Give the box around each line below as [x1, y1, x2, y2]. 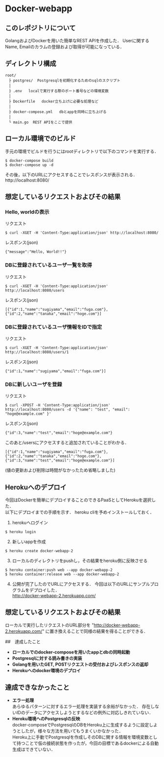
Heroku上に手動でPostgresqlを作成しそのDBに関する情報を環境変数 [12, 734, 149, 740]
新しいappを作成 [12, 539, 46, 545]
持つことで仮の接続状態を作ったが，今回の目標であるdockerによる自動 [16, 740, 159, 746]
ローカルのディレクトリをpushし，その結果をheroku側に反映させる [12, 558, 148, 564]
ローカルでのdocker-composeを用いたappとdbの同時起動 [12, 649, 130, 655]
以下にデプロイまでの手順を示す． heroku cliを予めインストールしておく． [5, 509, 154, 515]
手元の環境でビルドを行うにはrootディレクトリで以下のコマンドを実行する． [5, 148, 159, 154]
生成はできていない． [12, 746, 55, 752]
